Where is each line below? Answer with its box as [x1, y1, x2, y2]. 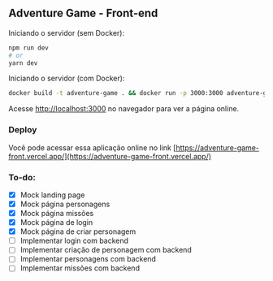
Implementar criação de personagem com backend [19, 245, 193, 255]
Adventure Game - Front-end [8, 6, 158, 20]
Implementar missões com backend [19, 263, 141, 273]
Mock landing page [19, 190, 85, 200]
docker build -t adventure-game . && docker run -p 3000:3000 [8, 89, 223, 97]
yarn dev [8, 58, 38, 67]
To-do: [8, 171, 37, 183]
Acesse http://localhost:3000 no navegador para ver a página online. [8, 104, 240, 114]
